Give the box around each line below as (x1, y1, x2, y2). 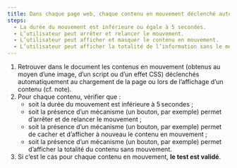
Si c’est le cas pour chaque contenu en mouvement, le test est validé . (17, 152, 221, 161)
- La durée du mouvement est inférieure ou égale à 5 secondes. (13, 23, 207, 30)
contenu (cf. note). (17, 85, 72, 93)
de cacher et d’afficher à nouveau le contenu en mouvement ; (28, 130, 208, 138)
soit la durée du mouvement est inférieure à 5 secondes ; (28, 100, 194, 108)
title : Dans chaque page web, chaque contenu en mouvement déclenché (7, 10, 217, 18)
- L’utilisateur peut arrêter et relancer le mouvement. (13, 30, 185, 37)
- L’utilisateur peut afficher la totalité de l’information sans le (13, 43, 222, 50)
